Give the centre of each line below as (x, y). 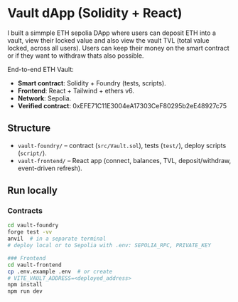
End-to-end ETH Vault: (41, 69)
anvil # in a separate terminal (57, 239)
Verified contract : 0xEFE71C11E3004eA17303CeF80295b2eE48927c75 (122, 105)
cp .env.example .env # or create (60, 271)
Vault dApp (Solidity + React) (95, 13)
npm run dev (25, 291)
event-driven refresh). (50, 168)
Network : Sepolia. (44, 98)
